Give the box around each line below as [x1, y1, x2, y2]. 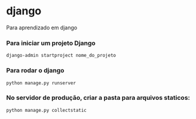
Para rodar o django [6, 66, 65, 75]
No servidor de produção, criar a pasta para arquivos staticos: [6, 94, 190, 102]
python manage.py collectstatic [6, 107, 87, 113]
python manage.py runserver [6, 80, 76, 86]
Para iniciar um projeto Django [6, 39, 96, 47]
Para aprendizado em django [6, 24, 78, 31]
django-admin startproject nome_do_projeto [6, 53, 117, 59]
